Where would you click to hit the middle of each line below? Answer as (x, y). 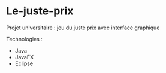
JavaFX (24, 57)
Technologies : (25, 39)
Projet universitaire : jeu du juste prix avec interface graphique (83, 28)
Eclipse (24, 63)
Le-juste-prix (40, 11)
